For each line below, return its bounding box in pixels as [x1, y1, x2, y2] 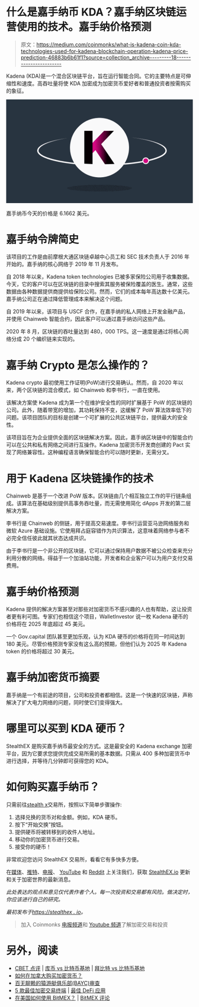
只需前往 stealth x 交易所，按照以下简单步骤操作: [6, 801, 123, 809]
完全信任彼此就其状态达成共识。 [11, 534, 89, 542]
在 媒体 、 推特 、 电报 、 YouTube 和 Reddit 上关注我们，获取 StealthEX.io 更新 [6, 868, 191, 875]
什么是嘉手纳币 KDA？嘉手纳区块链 [6, 5, 176, 19]
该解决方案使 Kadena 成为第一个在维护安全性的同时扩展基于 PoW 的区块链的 [6, 399, 192, 406]
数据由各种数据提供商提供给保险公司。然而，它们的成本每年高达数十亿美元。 [6, 288, 193, 295]
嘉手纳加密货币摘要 [6, 671, 100, 684]
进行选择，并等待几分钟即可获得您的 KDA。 [6, 758, 112, 765]
